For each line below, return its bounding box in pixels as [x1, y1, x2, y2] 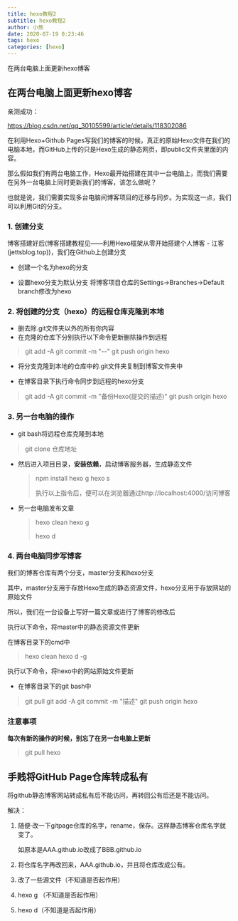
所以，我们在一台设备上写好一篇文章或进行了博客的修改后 [7, 608, 175, 616]
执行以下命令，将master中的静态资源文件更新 [7, 623, 140, 631]
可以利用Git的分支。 [7, 202, 66, 210]
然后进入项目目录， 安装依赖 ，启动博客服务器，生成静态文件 [17, 459, 193, 468]
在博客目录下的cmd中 [7, 638, 70, 646]
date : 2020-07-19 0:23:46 [7, 30, 84, 38]
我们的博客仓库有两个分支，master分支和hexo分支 [7, 568, 154, 577]
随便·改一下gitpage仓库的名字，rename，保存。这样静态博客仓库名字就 [17, 821, 226, 830]
